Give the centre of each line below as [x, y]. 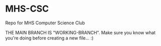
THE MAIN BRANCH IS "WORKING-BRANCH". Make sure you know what [80, 32]
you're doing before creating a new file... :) [50, 38]
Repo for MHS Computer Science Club [45, 23]
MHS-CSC [27, 9]
